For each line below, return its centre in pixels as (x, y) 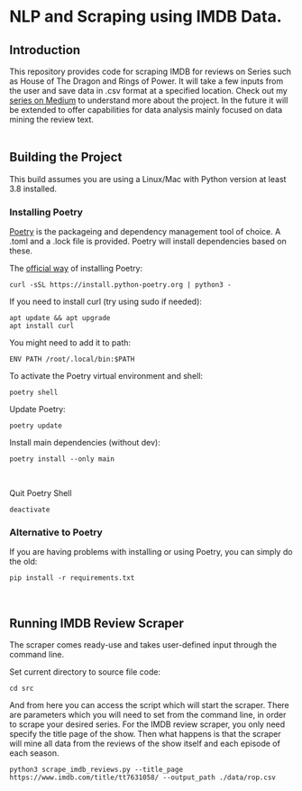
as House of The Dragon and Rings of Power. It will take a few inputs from (146, 81)
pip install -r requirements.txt (72, 578)
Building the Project (66, 157)
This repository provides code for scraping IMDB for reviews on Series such (150, 71)
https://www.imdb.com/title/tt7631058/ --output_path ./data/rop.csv (143, 777)
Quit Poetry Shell (41, 493)
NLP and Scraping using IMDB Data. (146, 17)
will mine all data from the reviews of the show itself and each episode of (145, 744)
